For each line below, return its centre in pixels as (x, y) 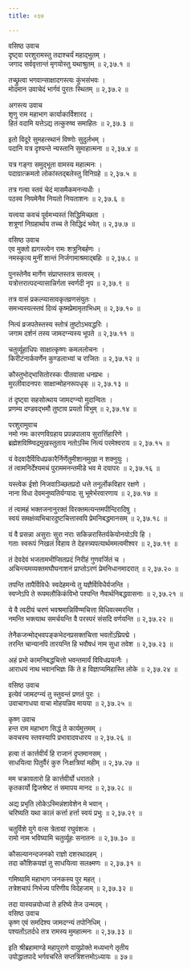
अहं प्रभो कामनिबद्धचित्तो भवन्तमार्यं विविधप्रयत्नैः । (69, 659)
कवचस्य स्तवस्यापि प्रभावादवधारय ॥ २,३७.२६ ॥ (69, 737)
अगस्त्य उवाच (25, 105)
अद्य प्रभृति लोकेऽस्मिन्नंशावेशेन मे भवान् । (59, 803)
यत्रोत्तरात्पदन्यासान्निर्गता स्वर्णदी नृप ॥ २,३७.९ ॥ (69, 283)
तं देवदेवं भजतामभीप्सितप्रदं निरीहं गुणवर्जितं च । (67, 559)
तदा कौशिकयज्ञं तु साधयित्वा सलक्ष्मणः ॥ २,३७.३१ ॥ (75, 863)
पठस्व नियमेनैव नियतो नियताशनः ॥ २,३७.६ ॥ (66, 199)
